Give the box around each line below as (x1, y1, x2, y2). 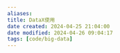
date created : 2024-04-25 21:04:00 (7, 23, 110, 30)
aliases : (7, 10, 33, 17)
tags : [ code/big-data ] (7, 36, 73, 43)
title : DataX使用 (7, 17, 55, 23)
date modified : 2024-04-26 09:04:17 (7, 29, 113, 36)
